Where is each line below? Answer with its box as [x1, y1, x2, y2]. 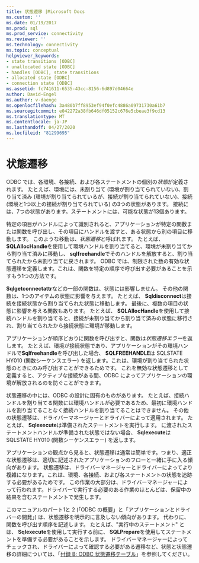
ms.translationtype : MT [6, 113, 65, 119]
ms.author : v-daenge [6, 97, 57, 103]
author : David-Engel [6, 91, 57, 97]
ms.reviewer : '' [6, 36, 46, 42]
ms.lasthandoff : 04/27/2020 [6, 125, 76, 131]
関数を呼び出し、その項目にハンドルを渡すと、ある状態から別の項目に [16, 228, 188, 235]
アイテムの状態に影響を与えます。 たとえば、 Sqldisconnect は [34, 292, 187, 300]
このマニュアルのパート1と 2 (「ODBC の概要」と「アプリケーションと [6, 505, 175, 513]
